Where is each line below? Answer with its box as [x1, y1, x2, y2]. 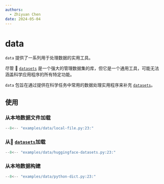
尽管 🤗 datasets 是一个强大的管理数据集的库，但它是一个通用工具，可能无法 [5, 65, 160, 71]
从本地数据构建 [5, 162, 41, 169]
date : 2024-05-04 [5, 16, 41, 21]
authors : [5, 7, 23, 12]
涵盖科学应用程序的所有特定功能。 [5, 71, 75, 77]
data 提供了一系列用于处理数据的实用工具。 [5, 55, 93, 61]
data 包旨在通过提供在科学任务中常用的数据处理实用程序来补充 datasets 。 [5, 82, 156, 88]
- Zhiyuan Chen [9, 12, 41, 17]
